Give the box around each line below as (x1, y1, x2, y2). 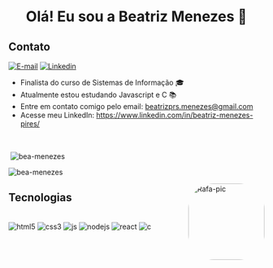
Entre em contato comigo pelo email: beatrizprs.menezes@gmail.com (19, 102, 253, 111)
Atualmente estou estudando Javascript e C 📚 (19, 90, 177, 99)
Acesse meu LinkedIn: (19, 110, 95, 120)
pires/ (19, 119, 41, 129)
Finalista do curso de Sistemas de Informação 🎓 (19, 77, 184, 87)
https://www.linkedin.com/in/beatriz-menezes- (96, 110, 253, 120)
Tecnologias (8, 191, 72, 204)
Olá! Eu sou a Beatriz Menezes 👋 (25, 7, 248, 26)
